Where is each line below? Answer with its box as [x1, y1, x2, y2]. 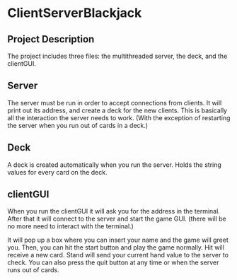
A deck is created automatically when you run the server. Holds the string [7, 161, 221, 169]
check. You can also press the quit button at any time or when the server [7, 258, 219, 267]
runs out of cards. [7, 266, 59, 274]
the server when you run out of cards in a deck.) [7, 121, 149, 129]
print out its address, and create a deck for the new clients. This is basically [7, 106, 228, 115]
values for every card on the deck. [7, 168, 108, 176]
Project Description [7, 33, 95, 45]
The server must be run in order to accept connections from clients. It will [7, 98, 222, 107]
